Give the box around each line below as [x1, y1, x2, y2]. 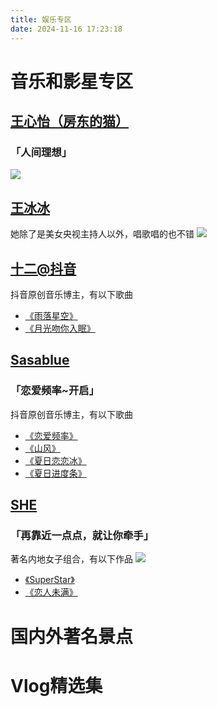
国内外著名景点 [10, 625, 134, 648]
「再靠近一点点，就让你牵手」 [10, 529, 155, 542]
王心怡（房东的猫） [10, 113, 129, 130]
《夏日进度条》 [24, 467, 87, 479]
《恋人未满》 [24, 586, 78, 598]
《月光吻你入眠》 [24, 322, 96, 334]
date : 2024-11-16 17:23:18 [10, 24, 123, 34]
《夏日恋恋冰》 [24, 454, 87, 466]
